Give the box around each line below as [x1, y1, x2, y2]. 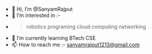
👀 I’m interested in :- [11, 12, 61, 19]
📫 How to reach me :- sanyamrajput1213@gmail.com [11, 41, 140, 48]
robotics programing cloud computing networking [26, 23, 146, 30]
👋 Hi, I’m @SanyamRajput [11, 6, 73, 12]
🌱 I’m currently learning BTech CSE [11, 35, 96, 41]
